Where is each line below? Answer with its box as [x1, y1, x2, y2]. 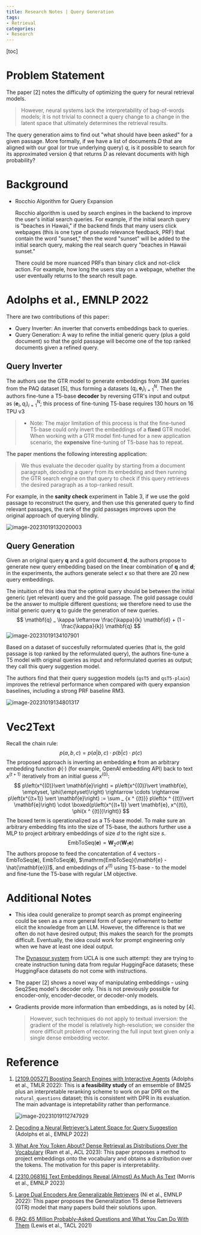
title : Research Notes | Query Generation [6, 8, 114, 15]
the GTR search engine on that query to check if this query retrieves [20, 475, 190, 482]
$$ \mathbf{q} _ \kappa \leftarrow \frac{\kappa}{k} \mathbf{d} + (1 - [16, 616, 185, 623]
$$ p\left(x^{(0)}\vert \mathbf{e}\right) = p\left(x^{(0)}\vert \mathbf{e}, [14, 782, 188, 789]
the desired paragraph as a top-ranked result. [20, 481, 134, 488]
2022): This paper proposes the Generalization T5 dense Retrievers [14, 1198, 182, 1205]
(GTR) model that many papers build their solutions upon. [14, 1204, 157, 1211]
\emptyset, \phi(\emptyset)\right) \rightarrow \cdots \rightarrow [22, 789, 179, 796]
